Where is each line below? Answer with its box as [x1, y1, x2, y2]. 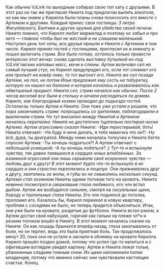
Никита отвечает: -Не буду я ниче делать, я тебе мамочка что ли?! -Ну [5, 130, 155, 135]
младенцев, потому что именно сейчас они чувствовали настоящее [5, 255, 149, 260]
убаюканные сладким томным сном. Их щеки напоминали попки [5, 249, 143, 255]
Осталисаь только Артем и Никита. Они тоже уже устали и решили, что [5, 103, 157, 109]
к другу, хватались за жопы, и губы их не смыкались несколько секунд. [5, 171, 159, 177]
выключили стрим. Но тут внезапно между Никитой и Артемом [5, 114, 139, 119]
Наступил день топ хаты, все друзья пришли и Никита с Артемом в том [5, 41, 157, 46]
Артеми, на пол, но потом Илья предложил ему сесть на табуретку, [5, 77, 149, 83]
